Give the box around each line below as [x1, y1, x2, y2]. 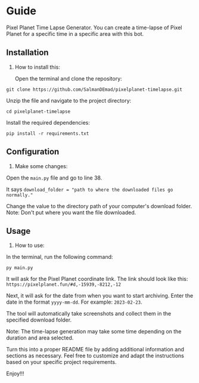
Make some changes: [14, 162, 68, 169]
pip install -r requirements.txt [6, 130, 89, 137]
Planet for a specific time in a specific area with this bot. [6, 30, 144, 37]
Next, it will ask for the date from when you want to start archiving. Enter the [6, 292, 194, 299]
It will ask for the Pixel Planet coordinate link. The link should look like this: [6, 276, 188, 283]
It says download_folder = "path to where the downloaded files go [6, 186, 173, 193]
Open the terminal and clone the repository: [14, 75, 122, 82]
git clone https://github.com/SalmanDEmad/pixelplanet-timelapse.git [6, 87, 183, 92]
